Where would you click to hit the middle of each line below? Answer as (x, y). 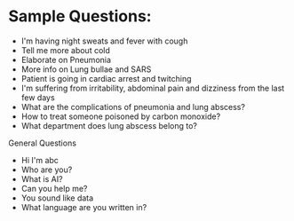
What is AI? (42, 178)
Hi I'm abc (40, 160)
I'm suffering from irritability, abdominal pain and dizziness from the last (153, 88)
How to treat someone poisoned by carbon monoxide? (121, 116)
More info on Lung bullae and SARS (86, 69)
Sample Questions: (80, 16)
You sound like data (57, 198)
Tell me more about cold (65, 50)
